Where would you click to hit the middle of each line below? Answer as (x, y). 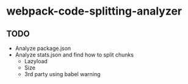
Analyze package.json (43, 48)
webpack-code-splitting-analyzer (94, 11)
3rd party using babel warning (62, 74)
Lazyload (36, 61)
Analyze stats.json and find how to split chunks (74, 55)
